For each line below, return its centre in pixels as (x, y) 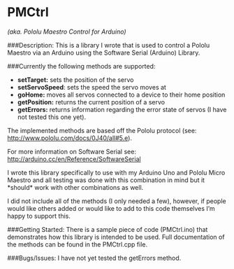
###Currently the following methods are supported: (81, 66)
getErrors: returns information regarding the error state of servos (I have (122, 109)
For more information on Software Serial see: (72, 151)
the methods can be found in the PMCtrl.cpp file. (78, 244)
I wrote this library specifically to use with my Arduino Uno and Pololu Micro (116, 172)
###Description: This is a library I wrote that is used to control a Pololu (109, 45)
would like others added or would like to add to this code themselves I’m (111, 208)
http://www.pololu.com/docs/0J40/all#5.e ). (70, 138)
